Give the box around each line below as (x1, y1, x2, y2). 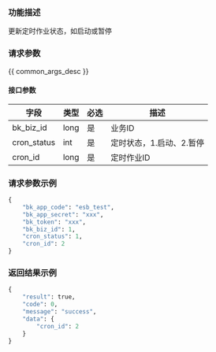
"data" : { (22, 315, 55, 323)
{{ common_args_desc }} (8, 66, 89, 76)
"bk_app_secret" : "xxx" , (22, 210, 104, 218)
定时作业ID (110, 152, 151, 163)
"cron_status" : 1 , (22, 232, 83, 241)
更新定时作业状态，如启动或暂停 (8, 26, 112, 36)
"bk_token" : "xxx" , (22, 218, 87, 226)
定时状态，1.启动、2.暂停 (110, 137, 205, 148)
